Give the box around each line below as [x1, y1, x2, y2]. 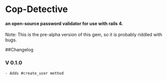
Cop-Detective [5, 4, 68, 15]
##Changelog [5, 47, 34, 53]
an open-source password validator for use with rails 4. [5, 20, 123, 26]
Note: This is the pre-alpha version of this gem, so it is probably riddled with [5, 32, 162, 38]
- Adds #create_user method [5, 70, 64, 76]
